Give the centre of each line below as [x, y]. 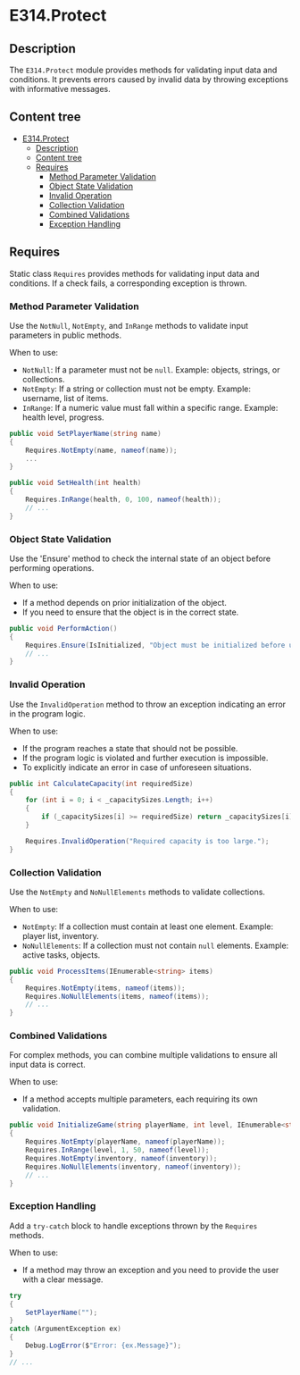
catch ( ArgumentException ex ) [66, 1329]
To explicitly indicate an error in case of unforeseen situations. [137, 767]
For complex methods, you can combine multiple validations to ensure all [144, 1055]
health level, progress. [63, 417]
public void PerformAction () [63, 628]
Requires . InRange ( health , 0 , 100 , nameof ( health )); [123, 500]
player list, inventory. [61, 935]
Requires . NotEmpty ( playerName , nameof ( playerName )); [125, 1142]
